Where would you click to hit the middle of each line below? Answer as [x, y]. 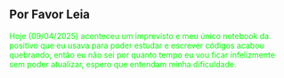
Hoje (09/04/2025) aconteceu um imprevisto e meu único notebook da [139, 35]
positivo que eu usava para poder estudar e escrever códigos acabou [137, 45]
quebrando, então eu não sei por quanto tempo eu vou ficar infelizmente [142, 55]
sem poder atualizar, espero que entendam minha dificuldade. [123, 64]
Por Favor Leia [50, 15]
